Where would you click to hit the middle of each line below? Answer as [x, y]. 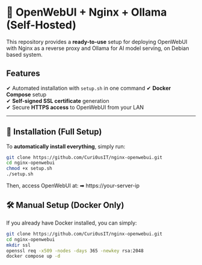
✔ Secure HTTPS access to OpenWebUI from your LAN [75, 107]
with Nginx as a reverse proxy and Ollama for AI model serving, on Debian [98, 48]
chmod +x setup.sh [29, 169]
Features [23, 74]
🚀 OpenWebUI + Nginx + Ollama [87, 12]
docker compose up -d [33, 256]
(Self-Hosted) [41, 25]
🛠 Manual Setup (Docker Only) [65, 205]
